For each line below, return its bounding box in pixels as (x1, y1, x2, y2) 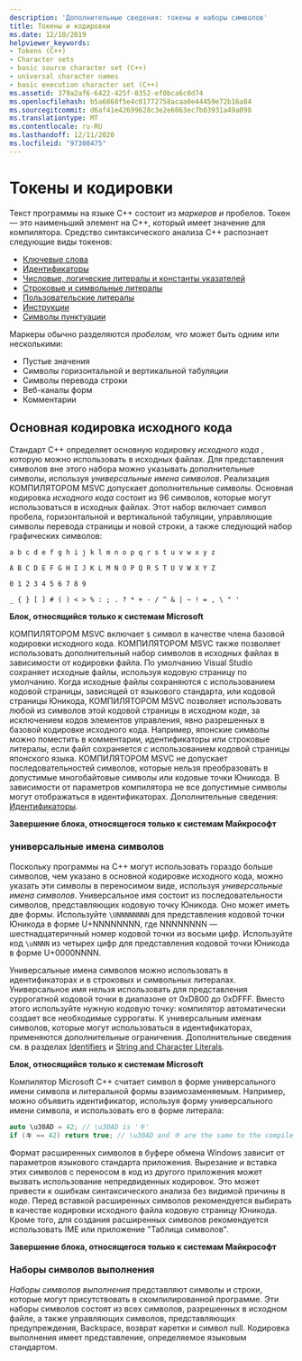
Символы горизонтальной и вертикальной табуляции (22, 365, 229, 376)
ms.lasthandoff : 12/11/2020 (9, 131, 115, 140)
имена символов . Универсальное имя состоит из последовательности (9, 890, 283, 900)
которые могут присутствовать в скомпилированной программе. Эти (9, 1293, 279, 1304)
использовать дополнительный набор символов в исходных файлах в (9, 647, 279, 658)
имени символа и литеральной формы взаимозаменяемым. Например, (9, 1085, 286, 1096)
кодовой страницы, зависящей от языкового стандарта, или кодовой (9, 686, 276, 697)
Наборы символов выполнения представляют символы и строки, (9, 1283, 263, 1294)
